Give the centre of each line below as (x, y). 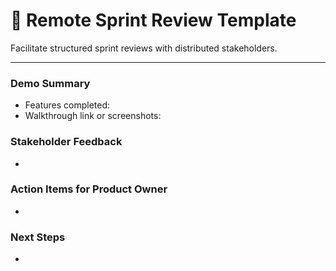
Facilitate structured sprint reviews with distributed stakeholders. (144, 48)
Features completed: (67, 105)
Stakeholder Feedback (66, 142)
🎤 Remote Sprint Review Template (153, 20)
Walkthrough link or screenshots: (93, 116)
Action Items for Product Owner (89, 189)
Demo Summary (50, 83)
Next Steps (38, 237)
